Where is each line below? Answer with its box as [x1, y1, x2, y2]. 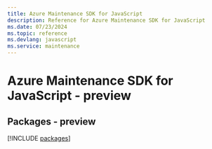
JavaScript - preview [7, 88, 132, 104]
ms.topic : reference [7, 29, 68, 37]
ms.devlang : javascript [7, 36, 77, 43]
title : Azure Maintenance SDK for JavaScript [7, 10, 143, 17]
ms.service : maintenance [7, 43, 80, 50]
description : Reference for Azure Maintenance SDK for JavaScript [7, 17, 206, 24]
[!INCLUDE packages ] [7, 134, 71, 142]
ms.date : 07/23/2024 [7, 23, 68, 30]
